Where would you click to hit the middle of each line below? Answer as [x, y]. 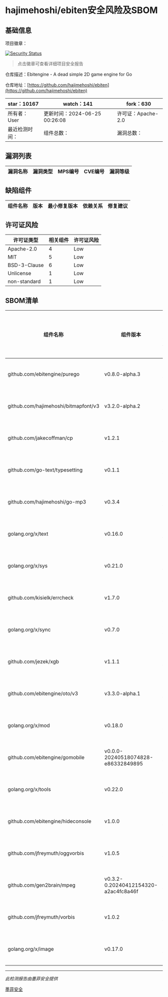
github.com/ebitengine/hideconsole [49, 821]
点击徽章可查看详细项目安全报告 [50, 64]
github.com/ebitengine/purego [44, 374]
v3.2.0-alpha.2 [122, 406]
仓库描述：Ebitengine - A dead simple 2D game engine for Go [69, 74]
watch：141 [78, 104]
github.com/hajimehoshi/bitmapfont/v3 [54, 406]
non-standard [24, 282]
